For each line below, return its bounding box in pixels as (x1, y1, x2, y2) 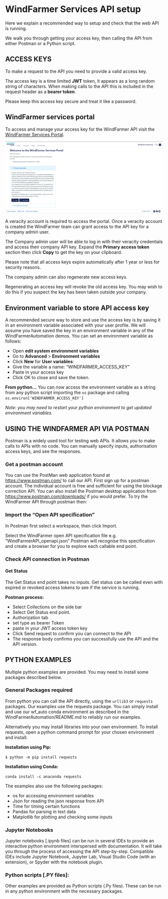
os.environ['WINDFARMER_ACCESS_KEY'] (5, 396, 84, 401)
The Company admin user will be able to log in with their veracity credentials (5, 239, 163, 245)
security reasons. (5, 264, 41, 270)
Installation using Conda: (5, 763, 58, 769)
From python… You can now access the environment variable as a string (5, 384, 156, 390)
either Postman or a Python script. (5, 40, 76, 46)
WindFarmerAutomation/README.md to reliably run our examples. (5, 714, 141, 720)
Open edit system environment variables (12, 348, 99, 354)
